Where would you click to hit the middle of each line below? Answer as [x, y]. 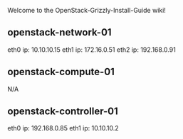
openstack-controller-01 [63, 112]
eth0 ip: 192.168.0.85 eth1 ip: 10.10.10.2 [63, 128]
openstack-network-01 [59, 32]
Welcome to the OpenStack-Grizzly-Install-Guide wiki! [87, 10]
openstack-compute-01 [61, 72]
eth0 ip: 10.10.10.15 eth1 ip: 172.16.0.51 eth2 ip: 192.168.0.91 [91, 50]
